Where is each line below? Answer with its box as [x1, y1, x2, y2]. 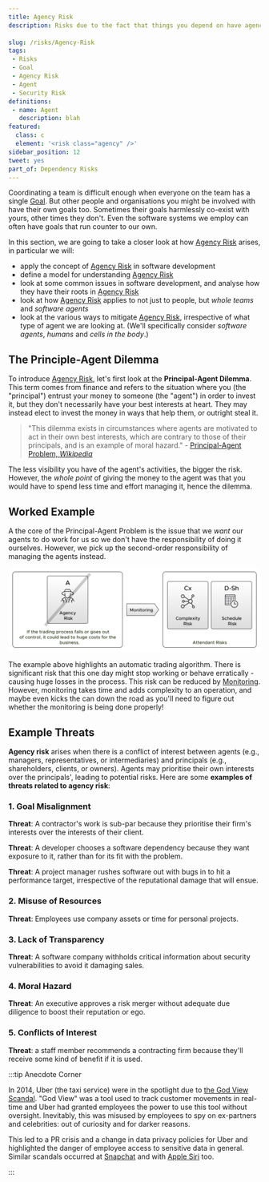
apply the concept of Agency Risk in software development [19, 261, 216, 271]
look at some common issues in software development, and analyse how [19, 279, 260, 288]
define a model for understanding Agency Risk [19, 270, 174, 279]
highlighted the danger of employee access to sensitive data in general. [8, 1143, 244, 1152]
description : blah [18, 115, 81, 123]
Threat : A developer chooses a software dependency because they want [8, 843, 250, 853]
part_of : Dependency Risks [8, 165, 98, 173]
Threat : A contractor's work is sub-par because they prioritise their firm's [8, 819, 252, 829]
